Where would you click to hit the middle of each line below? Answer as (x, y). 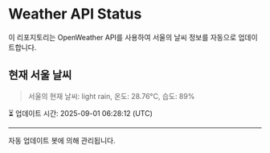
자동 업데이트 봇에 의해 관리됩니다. (62, 140)
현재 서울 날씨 (40, 75)
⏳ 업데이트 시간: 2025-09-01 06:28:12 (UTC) (80, 113)
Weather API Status (75, 14)
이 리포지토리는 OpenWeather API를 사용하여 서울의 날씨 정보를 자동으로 (123, 37)
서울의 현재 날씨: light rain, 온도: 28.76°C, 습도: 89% (111, 96)
